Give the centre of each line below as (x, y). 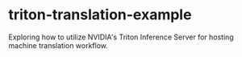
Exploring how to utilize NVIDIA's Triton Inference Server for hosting (121, 37)
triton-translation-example (100, 15)
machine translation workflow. (58, 45)
